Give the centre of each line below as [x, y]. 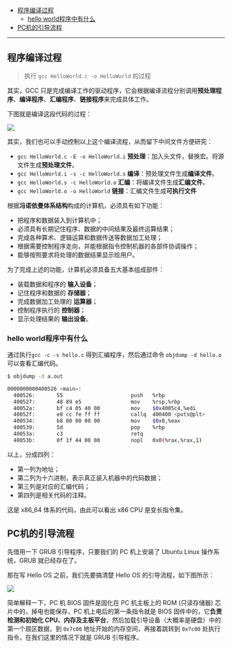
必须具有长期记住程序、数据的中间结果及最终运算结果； [96, 229]
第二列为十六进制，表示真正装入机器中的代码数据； [90, 478]
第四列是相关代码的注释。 [54, 495]
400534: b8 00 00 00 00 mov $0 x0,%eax [97, 421]
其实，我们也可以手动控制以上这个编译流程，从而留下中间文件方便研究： [110, 141]
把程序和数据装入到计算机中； [59, 220]
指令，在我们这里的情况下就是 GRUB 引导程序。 [75, 637]
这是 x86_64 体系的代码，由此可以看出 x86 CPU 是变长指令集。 [97, 510]
